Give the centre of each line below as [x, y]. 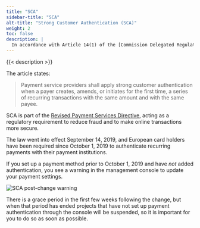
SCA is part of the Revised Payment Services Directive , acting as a [88, 115]
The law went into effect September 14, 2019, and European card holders [96, 139]
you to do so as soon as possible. [47, 218]
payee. [29, 104]
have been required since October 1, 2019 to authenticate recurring [88, 146]
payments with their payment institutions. [57, 152]
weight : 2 [18, 28]
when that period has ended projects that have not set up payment [88, 205]
